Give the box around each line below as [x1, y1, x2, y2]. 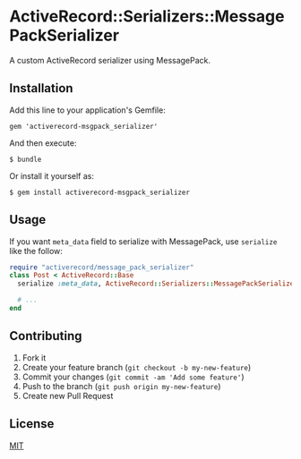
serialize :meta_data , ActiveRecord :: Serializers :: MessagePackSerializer [17, 279, 298, 288]
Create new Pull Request [21, 390, 114, 401]
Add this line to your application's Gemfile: [9, 105, 166, 115]
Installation [9, 81, 73, 96]
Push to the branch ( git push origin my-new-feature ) [21, 380, 221, 391]
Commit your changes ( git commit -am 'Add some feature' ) [21, 371, 245, 382]
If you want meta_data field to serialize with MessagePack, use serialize [9, 235, 278, 247]
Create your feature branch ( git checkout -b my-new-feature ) [21, 361, 252, 372]
